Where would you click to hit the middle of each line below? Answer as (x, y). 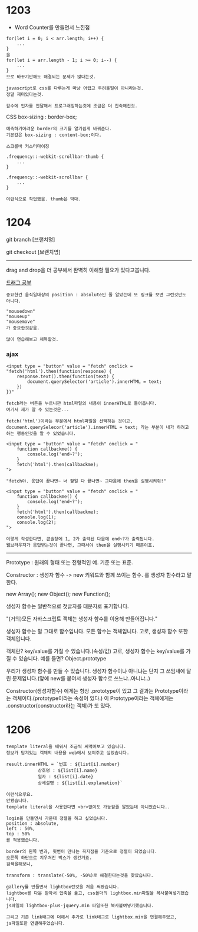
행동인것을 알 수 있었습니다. (46, 434)
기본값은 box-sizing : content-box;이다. (54, 135)
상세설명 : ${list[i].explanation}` (80, 783)
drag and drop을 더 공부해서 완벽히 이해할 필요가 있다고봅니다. (78, 270)
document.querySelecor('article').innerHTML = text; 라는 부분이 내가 (90, 428)
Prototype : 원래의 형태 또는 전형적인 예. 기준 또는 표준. (70, 563)
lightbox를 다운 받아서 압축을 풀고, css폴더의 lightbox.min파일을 (80, 893)
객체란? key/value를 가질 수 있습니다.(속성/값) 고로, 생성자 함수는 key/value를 (95, 651)
